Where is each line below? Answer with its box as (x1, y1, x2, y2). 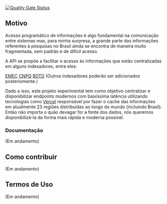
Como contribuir (5, 153, 57, 161)
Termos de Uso (5, 180, 53, 189)
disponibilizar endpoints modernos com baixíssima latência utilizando (5, 93, 148, 99)
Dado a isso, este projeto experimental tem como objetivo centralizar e (5, 88, 151, 94)
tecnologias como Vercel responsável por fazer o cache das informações (5, 98, 156, 104)
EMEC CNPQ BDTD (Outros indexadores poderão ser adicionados (5, 73, 141, 79)
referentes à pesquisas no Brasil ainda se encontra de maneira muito (5, 43, 146, 49)
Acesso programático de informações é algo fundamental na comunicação (5, 32, 159, 38)
